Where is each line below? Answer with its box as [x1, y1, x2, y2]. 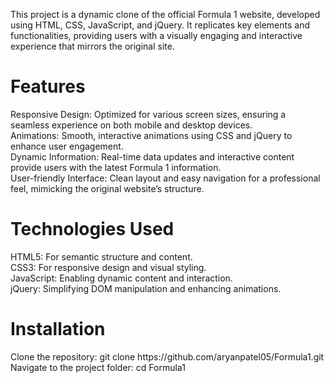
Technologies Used [10, 218, 175, 241]
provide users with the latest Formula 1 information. [10, 161, 222, 173]
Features [10, 75, 86, 98]
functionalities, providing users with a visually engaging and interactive [10, 30, 303, 41]
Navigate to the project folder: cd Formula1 [10, 361, 186, 373]
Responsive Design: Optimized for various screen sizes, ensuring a [10, 108, 287, 120]
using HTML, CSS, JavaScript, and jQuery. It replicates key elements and [10, 19, 311, 31]
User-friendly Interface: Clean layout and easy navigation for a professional [10, 172, 321, 184]
